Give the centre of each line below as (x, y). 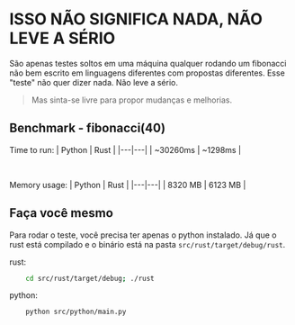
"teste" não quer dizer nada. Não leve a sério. (94, 82)
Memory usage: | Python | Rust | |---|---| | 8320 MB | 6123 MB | (128, 185)
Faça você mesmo (62, 213)
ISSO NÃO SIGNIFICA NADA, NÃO (136, 19)
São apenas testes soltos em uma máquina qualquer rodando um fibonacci (148, 63)
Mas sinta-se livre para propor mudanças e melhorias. (131, 100)
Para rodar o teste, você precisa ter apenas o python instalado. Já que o (143, 235)
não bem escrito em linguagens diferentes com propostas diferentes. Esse (147, 73)
